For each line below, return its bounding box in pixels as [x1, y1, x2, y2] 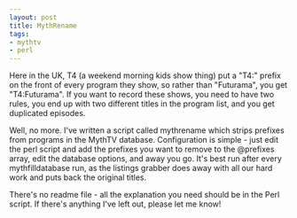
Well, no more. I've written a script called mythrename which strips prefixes [9, 125, 285, 136]
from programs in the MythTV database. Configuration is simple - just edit [9, 135, 279, 145]
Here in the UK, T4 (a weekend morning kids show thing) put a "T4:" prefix [9, 70, 282, 81]
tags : [9, 29, 29, 38]
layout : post [9, 12, 58, 22]
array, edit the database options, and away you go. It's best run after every [9, 153, 282, 164]
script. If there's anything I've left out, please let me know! [9, 199, 222, 209]
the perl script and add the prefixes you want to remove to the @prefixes [9, 144, 275, 155]
